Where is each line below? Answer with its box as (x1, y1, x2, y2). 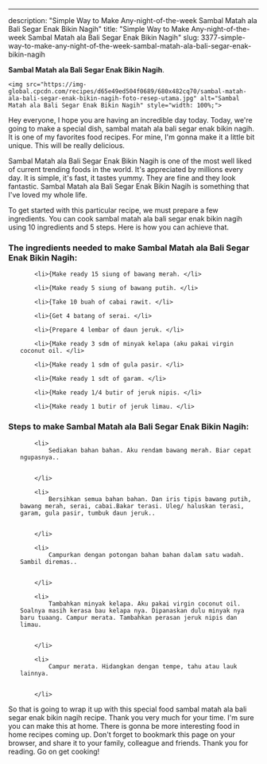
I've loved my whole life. (8, 190, 87, 199)
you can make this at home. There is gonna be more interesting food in (8, 721, 240, 731)
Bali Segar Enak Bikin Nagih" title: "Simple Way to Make (8, 25, 190, 33)
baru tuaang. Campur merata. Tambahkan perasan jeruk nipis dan (19, 613, 238, 621)
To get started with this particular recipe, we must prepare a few (8, 206, 219, 215)
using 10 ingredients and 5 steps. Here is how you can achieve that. (8, 222, 229, 232)
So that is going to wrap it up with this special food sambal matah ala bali (8, 704, 247, 714)
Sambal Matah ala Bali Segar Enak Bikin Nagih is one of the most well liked (8, 156, 252, 166)
